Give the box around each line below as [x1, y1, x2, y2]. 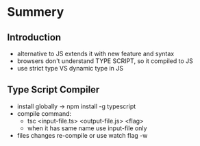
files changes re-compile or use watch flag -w [16, 131, 148, 139]
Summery [7, 4, 64, 20]
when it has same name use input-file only [27, 124, 147, 132]
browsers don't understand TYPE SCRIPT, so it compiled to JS [16, 57, 193, 65]
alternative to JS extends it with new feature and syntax [16, 49, 175, 58]
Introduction [7, 32, 62, 43]
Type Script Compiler [7, 84, 100, 96]
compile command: [16, 109, 72, 117]
